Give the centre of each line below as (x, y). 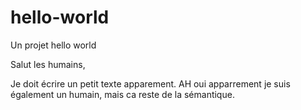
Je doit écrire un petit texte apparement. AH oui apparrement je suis (150, 83)
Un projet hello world (53, 45)
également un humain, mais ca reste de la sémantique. (122, 94)
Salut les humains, (48, 64)
